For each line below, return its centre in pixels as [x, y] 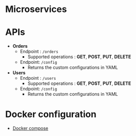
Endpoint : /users [38, 78]
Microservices [36, 9]
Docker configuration [51, 114]
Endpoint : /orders [39, 52]
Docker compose [30, 128]
